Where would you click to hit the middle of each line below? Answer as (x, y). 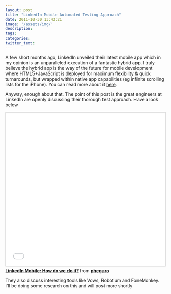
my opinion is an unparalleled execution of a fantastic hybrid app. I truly (80, 63)
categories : (18, 39)
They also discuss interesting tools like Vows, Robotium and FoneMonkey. (82, 280)
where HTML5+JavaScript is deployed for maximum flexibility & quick (78, 73)
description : (19, 29)
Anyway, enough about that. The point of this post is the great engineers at (84, 94)
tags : (11, 33)
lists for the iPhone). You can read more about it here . (61, 84)
